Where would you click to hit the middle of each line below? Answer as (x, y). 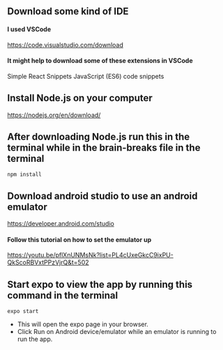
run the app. (35, 339)
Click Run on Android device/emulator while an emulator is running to (117, 332)
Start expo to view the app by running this (100, 284)
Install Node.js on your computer (80, 98)
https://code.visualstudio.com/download (65, 45)
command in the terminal (63, 295)
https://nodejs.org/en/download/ (54, 115)
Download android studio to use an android (102, 196)
